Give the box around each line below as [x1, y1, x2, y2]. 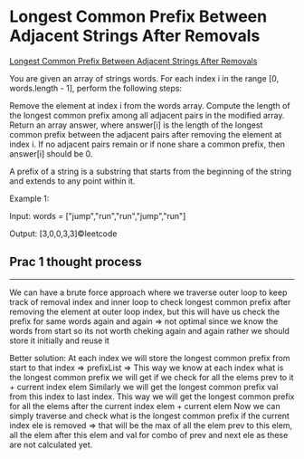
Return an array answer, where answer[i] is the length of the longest [9, 120, 263, 130]
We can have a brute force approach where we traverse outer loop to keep [9, 287, 288, 298]
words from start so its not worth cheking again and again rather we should [9, 325, 290, 336]
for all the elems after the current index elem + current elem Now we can [9, 400, 280, 411]
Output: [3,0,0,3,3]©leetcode [9, 228, 118, 239]
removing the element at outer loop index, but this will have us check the [9, 306, 280, 317]
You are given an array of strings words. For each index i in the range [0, [9, 72, 280, 83]
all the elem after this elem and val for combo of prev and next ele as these [9, 429, 289, 440]
